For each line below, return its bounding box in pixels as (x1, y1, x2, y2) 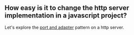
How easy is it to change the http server (4, 4, 130, 12)
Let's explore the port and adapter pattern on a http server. (4, 24, 124, 30)
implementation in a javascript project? (4, 12, 127, 20)
